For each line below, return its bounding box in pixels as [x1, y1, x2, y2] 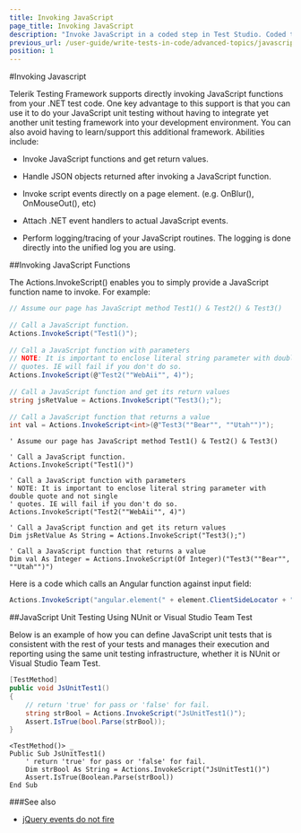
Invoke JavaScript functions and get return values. [21, 153, 209, 164]
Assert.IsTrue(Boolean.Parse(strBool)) [25, 773, 175, 782]
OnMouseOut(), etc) [21, 198, 97, 209]
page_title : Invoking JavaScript [9, 22, 134, 31]
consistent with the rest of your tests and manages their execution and [9, 639, 271, 650]
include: [9, 136, 39, 147]
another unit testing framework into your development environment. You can [9, 118, 291, 128]
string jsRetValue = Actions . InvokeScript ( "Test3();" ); [9, 396, 222, 405]
